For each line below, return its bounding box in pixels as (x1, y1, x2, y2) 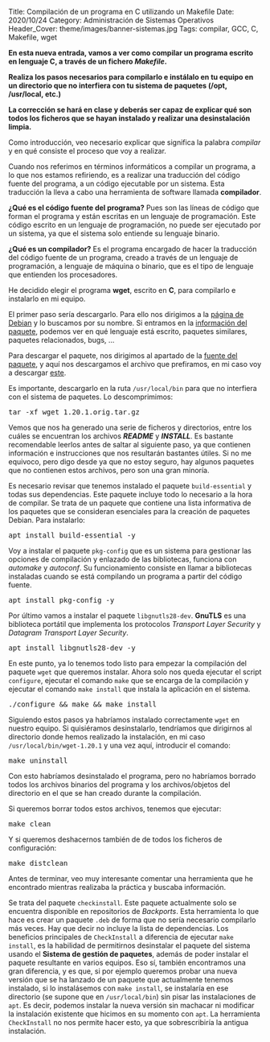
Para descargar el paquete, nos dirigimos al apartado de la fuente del (8, 351, 238, 360)
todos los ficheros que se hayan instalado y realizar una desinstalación (8, 113, 251, 123)
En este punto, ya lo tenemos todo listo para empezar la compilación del (8, 659, 247, 668)
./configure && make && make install (8, 700, 157, 709)
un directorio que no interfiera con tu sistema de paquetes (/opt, (8, 80, 227, 90)
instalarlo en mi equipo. (8, 294, 86, 303)
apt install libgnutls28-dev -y (8, 644, 136, 653)
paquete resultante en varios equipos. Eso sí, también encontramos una (8, 958, 247, 967)
